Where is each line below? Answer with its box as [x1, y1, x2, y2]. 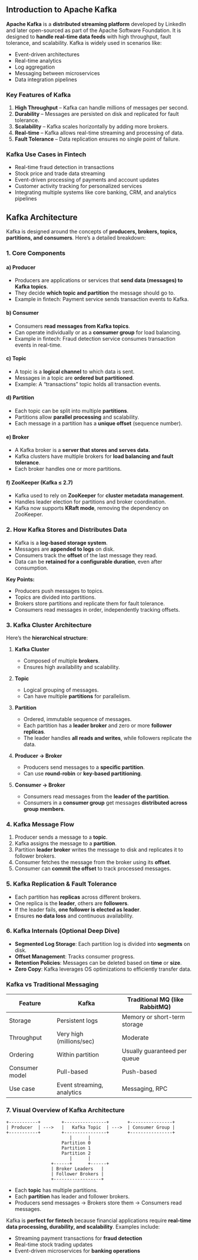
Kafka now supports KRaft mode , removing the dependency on [14, 505, 169, 512]
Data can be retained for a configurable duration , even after [14, 558, 163, 565]
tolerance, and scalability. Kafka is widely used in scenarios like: [6, 39, 162, 46]
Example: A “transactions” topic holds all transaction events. [14, 380, 161, 387]
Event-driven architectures [14, 50, 80, 58]
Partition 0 [61, 1140, 91, 1146]
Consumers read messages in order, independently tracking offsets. [14, 606, 180, 613]
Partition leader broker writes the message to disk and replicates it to [14, 846, 184, 854]
